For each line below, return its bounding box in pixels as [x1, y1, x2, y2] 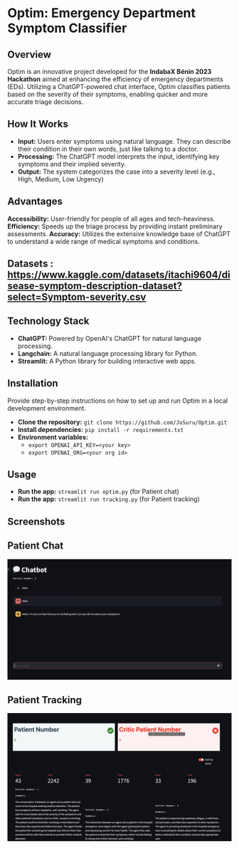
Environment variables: [17, 433, 89, 441]
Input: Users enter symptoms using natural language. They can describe [17, 137, 231, 145]
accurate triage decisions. [7, 97, 84, 106]
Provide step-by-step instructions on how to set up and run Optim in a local [7, 396, 228, 405]
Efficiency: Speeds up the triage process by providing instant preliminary [7, 222, 223, 231]
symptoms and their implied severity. [17, 159, 127, 168]
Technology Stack [7, 315, 90, 327]
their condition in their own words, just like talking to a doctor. [17, 144, 198, 153]
